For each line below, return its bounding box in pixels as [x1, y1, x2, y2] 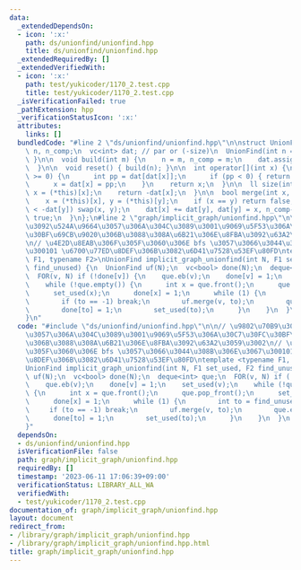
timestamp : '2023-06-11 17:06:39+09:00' [17, 472, 170, 481]
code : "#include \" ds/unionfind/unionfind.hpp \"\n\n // [17, 322, 227, 331]
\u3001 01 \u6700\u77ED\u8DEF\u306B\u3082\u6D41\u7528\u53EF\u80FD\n [25, 247, 287, 256]
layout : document [9, 513, 74, 523]
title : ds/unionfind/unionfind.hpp [25, 47, 159, 56]
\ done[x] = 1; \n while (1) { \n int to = [25, 397, 251, 407]
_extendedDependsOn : [17, 22, 94, 31]
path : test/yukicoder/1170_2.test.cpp [25, 80, 170, 89]
